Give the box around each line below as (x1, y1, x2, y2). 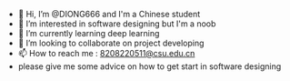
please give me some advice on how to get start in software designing (17, 61, 282, 72)
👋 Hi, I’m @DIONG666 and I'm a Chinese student (17, 9, 201, 19)
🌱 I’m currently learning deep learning (17, 28, 160, 38)
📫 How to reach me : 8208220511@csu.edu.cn (17, 48, 195, 58)
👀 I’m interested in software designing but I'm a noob (17, 18, 216, 29)
